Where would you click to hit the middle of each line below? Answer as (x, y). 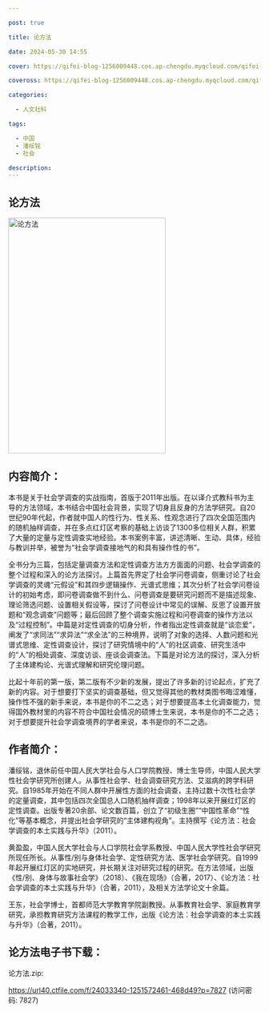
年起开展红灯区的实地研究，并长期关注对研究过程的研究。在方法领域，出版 (131, 867)
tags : (17, 124)
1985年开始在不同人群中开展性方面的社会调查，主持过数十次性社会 (139, 790)
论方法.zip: (26, 973)
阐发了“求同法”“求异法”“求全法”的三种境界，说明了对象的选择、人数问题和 (130, 635)
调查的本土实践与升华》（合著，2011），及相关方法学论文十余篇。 (128, 887)
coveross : (25, 81)
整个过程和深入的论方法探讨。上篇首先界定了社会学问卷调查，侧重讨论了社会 (134, 575)
